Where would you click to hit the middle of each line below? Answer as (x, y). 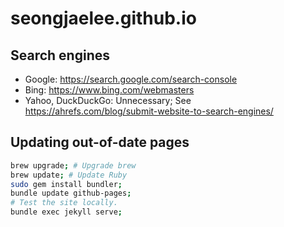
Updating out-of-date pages (100, 142)
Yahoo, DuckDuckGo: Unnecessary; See (108, 100)
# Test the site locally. (64, 203)
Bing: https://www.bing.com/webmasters (109, 90)
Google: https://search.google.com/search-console (131, 79)
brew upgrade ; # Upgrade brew (73, 165)
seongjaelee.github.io (103, 18)
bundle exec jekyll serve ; (66, 212)
